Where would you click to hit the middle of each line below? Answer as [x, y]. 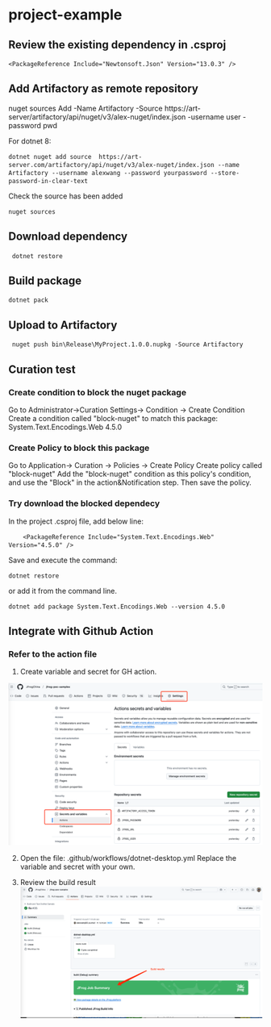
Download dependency [68, 237]
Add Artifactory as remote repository [104, 89]
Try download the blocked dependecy [84, 503]
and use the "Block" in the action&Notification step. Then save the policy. [130, 482]
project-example [65, 15]
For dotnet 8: [30, 141]
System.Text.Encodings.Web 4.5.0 [65, 427]
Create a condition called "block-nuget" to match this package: [113, 418]
